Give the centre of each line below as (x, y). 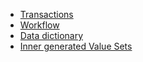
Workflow (39, 25)
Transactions (46, 14)
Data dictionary (51, 35)
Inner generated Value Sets (76, 46)
